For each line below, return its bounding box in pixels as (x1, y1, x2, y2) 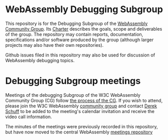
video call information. (5, 114, 52, 120)
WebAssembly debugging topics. (5, 57, 75, 63)
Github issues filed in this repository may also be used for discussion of (5, 52, 155, 58)
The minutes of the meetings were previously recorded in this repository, (5, 123, 158, 129)
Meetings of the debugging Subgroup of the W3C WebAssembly (5, 92, 141, 98)
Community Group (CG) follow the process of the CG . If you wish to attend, (5, 97, 163, 103)
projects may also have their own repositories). (5, 42, 104, 48)
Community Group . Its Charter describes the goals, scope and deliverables (5, 25, 162, 32)
